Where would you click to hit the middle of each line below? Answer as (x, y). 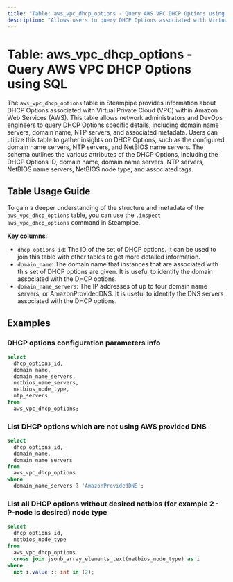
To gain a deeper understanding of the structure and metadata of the (106, 208)
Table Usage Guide (49, 191)
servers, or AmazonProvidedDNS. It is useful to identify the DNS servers (120, 294)
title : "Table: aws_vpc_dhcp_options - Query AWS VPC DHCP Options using (116, 14)
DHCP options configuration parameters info (84, 343)
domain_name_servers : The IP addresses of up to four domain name (112, 286)
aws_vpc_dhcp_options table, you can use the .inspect (84, 215)
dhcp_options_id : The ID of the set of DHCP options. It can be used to (116, 250)
